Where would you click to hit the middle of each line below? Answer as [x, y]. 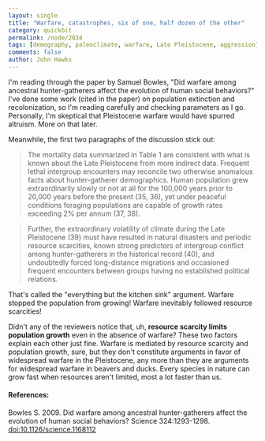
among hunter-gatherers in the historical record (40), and [121, 254]
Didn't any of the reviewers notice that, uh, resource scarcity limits [118, 326]
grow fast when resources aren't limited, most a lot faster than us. [115, 377]
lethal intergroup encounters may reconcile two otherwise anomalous [140, 171]
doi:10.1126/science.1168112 [52, 430]
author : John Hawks [40, 60]
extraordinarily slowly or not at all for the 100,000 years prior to [130, 188]
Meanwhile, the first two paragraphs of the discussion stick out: [112, 139]
